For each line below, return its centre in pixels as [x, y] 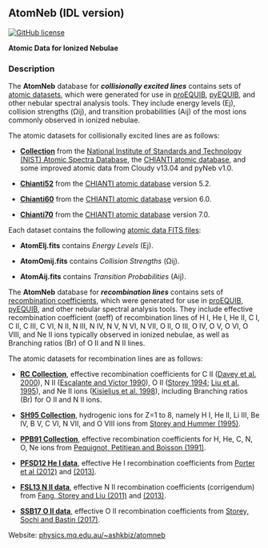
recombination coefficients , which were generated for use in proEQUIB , [126, 301]
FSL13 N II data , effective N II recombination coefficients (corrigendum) [137, 487]
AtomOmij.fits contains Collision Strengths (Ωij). [100, 261]
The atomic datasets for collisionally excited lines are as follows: [114, 136]
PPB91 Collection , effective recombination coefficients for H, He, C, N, [136, 439]
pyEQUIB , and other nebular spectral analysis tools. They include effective [131, 309]
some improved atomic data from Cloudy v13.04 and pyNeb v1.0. [126, 168]
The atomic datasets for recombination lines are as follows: [106, 358]
